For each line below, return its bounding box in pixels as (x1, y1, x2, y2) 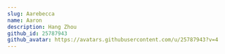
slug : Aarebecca (7, 10, 55, 18)
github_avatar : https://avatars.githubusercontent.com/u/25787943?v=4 (7, 36, 219, 43)
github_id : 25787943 (7, 29, 68, 37)
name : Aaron (7, 17, 42, 24)
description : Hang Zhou (7, 23, 77, 30)
